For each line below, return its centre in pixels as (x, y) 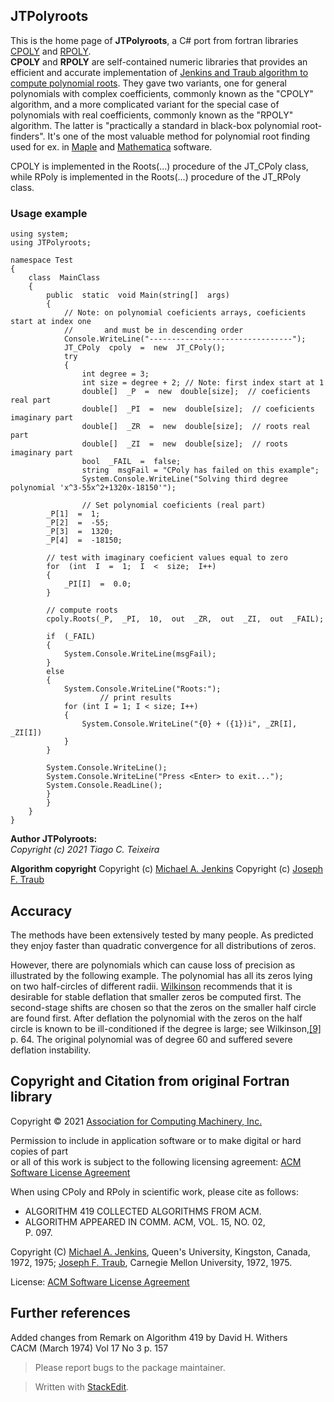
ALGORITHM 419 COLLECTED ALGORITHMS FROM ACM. (143, 1211)
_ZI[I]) (26, 733)
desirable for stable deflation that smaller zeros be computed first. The (156, 996)
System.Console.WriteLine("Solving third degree (184, 479)
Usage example (49, 213)
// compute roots (82, 610)
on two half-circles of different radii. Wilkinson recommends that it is (151, 986)
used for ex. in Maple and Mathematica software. (111, 146)
